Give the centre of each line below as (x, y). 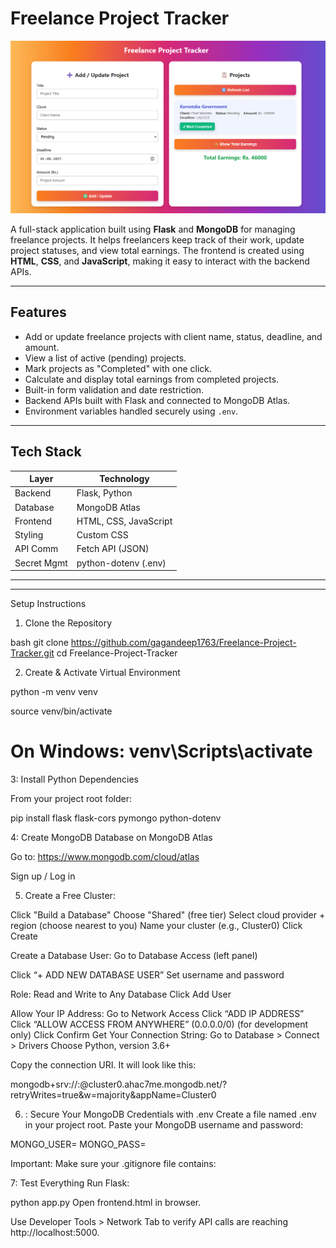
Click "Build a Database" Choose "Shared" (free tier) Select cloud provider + (168, 915)
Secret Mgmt (41, 563)
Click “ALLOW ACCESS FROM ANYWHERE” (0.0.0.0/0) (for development (159, 1024)
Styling (29, 535)
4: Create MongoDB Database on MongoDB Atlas (111, 838)
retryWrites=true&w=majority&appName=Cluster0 (113, 1095)
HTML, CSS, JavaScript (124, 521)
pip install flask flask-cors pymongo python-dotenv (116, 818)
